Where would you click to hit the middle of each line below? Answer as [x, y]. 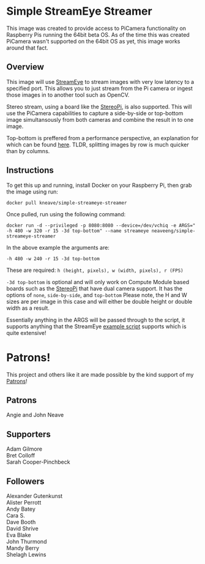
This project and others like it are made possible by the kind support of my [100, 374]
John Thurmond [27, 541]
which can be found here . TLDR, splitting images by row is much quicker [98, 145]
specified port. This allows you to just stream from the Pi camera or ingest [99, 88]
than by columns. [28, 151]
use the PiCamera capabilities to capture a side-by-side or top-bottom [95, 113]
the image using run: [32, 192]
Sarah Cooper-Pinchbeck [38, 462]
